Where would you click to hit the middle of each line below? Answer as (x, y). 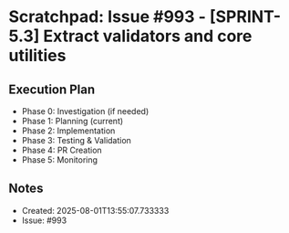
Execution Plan (52, 89)
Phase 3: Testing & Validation (76, 140)
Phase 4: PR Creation (62, 150)
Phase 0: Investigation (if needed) (85, 111)
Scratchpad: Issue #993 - (108, 17)
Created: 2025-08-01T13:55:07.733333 (95, 210)
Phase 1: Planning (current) (72, 121)
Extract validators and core (148, 36)
